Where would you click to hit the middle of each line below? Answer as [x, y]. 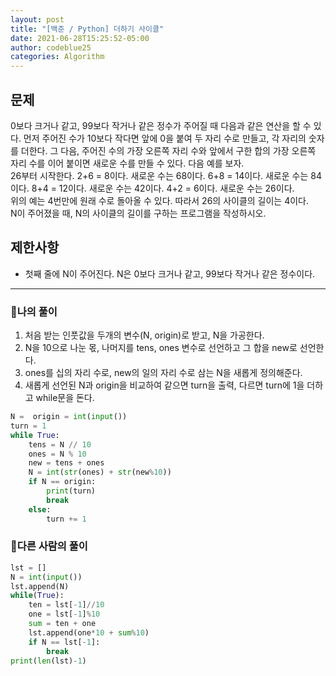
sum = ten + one [62, 624]
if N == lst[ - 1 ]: [64, 642]
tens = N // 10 [60, 444]
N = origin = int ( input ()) [69, 417]
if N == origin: [62, 482]
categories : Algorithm [57, 57]
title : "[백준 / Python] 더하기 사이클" [87, 29]
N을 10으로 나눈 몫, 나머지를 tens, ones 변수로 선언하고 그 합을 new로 [161, 348]
